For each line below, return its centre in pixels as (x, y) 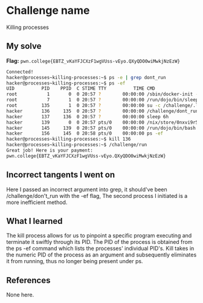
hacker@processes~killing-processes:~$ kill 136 (69, 139)
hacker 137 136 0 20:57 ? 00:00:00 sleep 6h (88, 116)
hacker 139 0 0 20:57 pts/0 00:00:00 (76, 122)
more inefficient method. (37, 202)
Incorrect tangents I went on (61, 175)
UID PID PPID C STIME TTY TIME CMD (81, 89)
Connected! (20, 72)
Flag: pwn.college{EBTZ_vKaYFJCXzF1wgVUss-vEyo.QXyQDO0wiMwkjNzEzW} (93, 60)
